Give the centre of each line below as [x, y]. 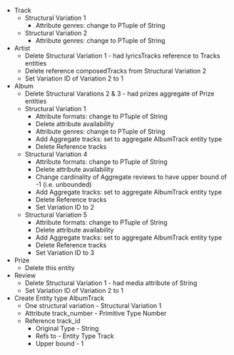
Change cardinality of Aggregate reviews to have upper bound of [131, 177]
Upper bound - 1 [60, 344]
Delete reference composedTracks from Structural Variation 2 [116, 71]
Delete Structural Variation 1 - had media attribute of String [111, 283]
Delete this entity [50, 268]
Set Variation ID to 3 [65, 253]
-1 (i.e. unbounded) [63, 184]
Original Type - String [67, 328]
